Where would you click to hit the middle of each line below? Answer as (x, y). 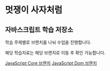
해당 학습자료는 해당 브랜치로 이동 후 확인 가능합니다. (55, 53)
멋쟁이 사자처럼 (34, 10)
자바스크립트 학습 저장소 (39, 30)
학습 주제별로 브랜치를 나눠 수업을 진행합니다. (48, 42)
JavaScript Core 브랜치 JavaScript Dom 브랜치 (51, 63)
